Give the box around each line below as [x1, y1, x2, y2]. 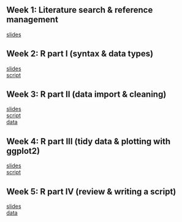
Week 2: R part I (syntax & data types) [6, 48, 154, 59]
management [6, 15, 58, 25]
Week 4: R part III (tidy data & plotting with [6, 136, 170, 147]
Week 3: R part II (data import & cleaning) [6, 89, 167, 100]
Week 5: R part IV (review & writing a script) [6, 186, 176, 197]
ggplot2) [6, 145, 40, 156]
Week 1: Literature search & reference [6, 5, 153, 15]
